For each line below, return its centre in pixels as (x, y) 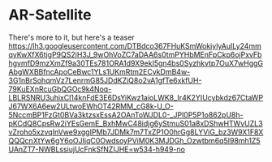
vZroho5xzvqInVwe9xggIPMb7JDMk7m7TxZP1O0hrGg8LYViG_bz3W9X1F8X (136, 132)
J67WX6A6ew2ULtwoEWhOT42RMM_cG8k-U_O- (91, 106)
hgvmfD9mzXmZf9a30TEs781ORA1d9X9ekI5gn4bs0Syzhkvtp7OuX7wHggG (136, 63)
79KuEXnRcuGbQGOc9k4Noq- (60, 89)
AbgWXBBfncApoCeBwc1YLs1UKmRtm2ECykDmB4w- (99, 71)
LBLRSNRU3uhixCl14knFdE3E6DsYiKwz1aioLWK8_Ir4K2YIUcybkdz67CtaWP (136, 97)
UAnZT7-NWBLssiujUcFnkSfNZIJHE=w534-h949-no (97, 149)
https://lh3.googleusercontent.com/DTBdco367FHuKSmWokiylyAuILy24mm (135, 45)
